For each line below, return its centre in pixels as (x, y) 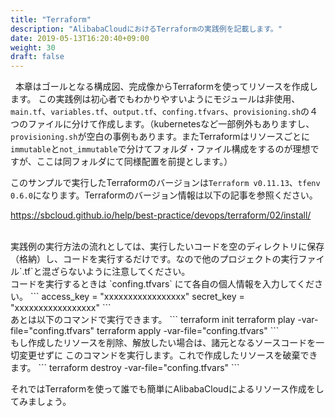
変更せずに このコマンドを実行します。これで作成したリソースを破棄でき (168, 355)
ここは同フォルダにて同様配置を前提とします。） (134, 162)
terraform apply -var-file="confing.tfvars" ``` (188, 331)
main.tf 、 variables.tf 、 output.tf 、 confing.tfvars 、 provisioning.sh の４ (164, 112)
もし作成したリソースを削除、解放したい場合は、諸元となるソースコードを (163, 343)
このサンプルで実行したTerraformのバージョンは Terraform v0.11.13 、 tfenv (165, 183)
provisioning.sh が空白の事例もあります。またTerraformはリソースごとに (160, 137)
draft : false (37, 57)
